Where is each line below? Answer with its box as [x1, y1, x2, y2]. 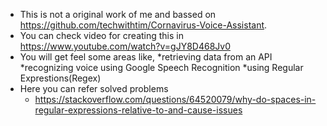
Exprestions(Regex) [19, 72, 102, 84]
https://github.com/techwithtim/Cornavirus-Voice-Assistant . [19, 19, 268, 31]
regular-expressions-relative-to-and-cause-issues [34, 104, 243, 116]
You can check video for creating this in [19, 30, 184, 41]
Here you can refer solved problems [19, 83, 169, 94]
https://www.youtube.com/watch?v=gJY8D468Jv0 [19, 40, 231, 52]
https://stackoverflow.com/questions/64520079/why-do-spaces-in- [34, 94, 317, 105]
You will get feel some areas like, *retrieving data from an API [19, 51, 273, 63]
